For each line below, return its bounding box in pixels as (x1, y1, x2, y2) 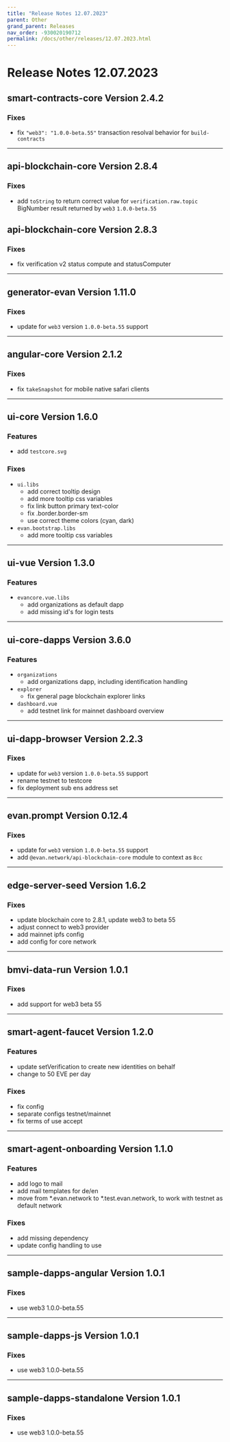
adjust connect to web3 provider (16, 923, 110, 931)
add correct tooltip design (27, 487, 101, 496)
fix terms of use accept (16, 1116, 84, 1125)
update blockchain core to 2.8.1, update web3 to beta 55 (16, 916, 176, 924)
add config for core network (16, 938, 97, 946)
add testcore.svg (16, 447, 67, 456)
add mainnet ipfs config (16, 930, 84, 939)
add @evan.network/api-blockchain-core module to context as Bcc (16, 853, 203, 861)
